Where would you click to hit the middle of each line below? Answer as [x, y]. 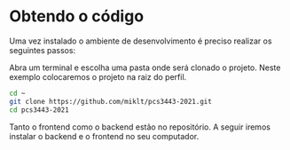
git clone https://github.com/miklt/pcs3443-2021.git [111, 101]
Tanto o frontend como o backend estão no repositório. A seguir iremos [140, 127]
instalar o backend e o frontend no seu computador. [104, 136]
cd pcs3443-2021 [39, 110]
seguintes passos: [43, 50]
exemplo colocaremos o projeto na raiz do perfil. [98, 76]
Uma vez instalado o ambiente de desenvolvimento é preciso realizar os [141, 41]
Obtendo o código [77, 16]
